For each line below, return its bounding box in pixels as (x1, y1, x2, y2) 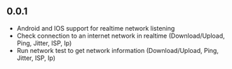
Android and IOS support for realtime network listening (16, 24, 175, 32)
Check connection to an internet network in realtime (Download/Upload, (16, 31, 225, 40)
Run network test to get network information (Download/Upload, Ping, (16, 46, 219, 54)
